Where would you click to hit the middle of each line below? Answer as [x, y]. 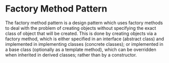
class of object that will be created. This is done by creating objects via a [81, 33]
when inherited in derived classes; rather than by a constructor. [71, 55]
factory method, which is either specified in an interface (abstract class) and [85, 39]
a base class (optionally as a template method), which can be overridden [81, 49]
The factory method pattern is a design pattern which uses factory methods [84, 23]
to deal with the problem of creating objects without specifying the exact [81, 28]
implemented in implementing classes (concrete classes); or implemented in [84, 44]
